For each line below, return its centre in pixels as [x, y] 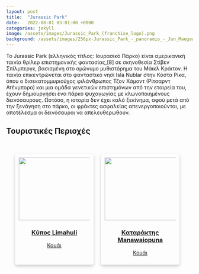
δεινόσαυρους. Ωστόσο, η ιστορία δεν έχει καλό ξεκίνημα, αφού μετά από [98, 100]
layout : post [22, 12]
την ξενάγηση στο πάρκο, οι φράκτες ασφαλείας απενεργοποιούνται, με [96, 106]
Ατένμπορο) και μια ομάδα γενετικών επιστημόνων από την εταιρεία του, [96, 87]
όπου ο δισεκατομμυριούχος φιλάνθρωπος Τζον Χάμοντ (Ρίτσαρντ [88, 81]
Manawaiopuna [140, 240]
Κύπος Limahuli [54, 233]
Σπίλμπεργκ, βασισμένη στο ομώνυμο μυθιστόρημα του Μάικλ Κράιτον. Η [97, 68]
